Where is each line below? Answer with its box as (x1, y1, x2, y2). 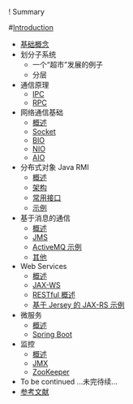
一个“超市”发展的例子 (32, 60, 103, 69)
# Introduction (8, 23, 54, 32)
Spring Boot (32, 329, 73, 339)
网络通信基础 (19, 107, 63, 117)
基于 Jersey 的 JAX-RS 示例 (32, 300, 125, 310)
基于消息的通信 (19, 213, 71, 223)
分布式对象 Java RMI (19, 163, 89, 172)
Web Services (19, 262, 67, 271)
